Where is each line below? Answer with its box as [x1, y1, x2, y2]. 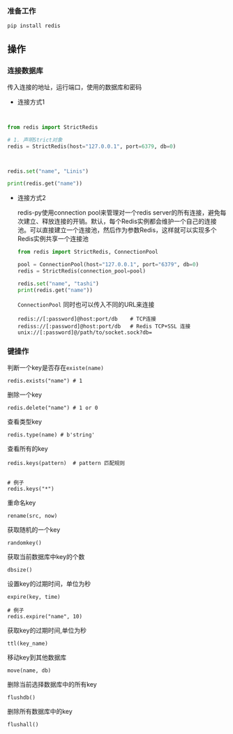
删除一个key [7, 390, 43, 399]
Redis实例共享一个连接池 [17, 235, 89, 243]
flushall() [7, 721, 39, 728]
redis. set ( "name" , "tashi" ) [17, 280, 99, 287]
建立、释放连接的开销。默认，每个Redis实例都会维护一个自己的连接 [23, 217, 218, 226]
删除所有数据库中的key [7, 708, 73, 716]
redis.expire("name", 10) [7, 613, 82, 620]
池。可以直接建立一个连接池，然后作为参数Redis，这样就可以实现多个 [17, 226, 218, 234]
